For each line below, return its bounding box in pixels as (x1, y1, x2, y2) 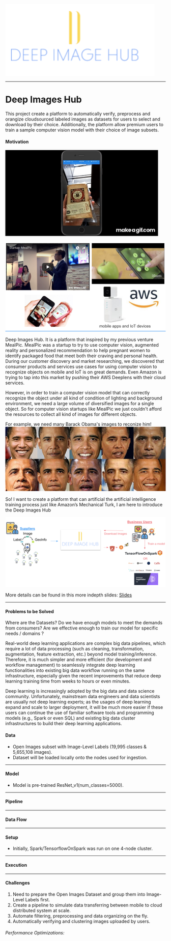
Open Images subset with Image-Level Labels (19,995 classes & (12, 744, 147, 750)
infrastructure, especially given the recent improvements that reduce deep (5, 673, 161, 679)
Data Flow (5, 816, 27, 822)
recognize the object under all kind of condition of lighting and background (5, 395, 162, 401)
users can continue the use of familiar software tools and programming (5, 709, 154, 716)
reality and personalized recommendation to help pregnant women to (5, 348, 151, 354)
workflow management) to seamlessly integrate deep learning (5, 662, 135, 668)
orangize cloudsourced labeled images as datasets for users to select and (5, 116, 160, 122)
